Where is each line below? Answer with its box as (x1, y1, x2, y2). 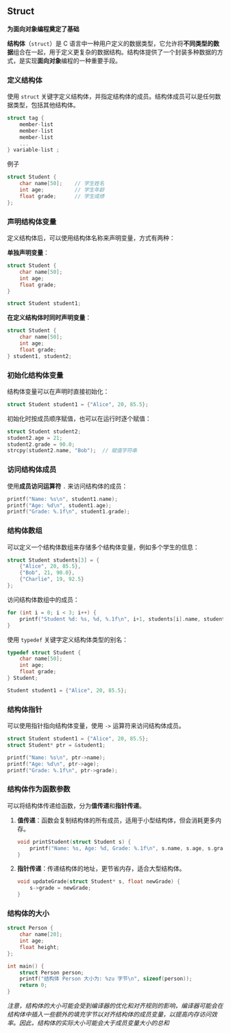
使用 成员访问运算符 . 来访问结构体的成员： (7, 482, 128, 490)
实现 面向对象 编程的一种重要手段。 (25, 56, 121, 65)
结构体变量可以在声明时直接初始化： (7, 387, 110, 395)
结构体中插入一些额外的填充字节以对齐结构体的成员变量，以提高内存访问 (7, 1010, 211, 1019)
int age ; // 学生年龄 (19, 187, 105, 193)
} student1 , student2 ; (7, 352, 72, 360)
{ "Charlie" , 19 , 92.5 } (19, 576, 84, 583)
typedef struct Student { (7, 649, 81, 656)
